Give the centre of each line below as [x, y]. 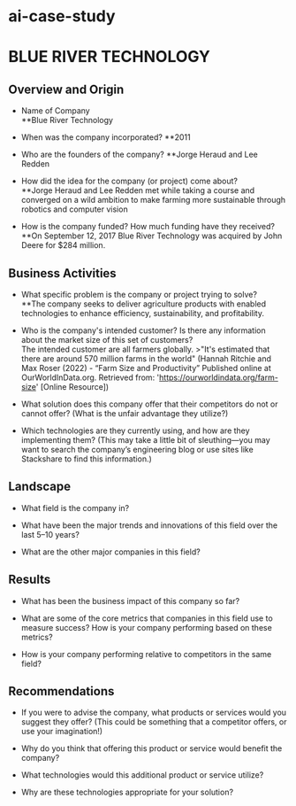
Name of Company [55, 111]
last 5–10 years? [50, 534]
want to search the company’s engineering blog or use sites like [137, 449]
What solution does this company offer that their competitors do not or [149, 404]
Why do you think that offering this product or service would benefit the [152, 748]
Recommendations [61, 691]
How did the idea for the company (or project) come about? [129, 181]
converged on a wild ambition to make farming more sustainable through [153, 200]
